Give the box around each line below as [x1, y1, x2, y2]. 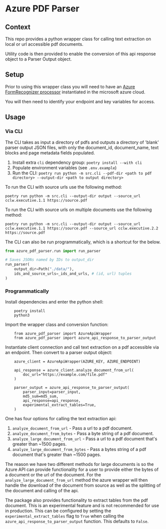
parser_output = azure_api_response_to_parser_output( [14, 385, 130, 390]
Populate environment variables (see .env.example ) [12, 164, 117, 170]
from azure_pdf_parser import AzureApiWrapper [14, 331, 112, 336]
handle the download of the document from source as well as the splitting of [5, 482, 161, 488]
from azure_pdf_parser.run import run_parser [5, 248, 101, 253]
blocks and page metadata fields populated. [5, 150, 95, 155]
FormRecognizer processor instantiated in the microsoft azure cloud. [5, 89, 146, 95]
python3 [14, 313, 30, 318]
